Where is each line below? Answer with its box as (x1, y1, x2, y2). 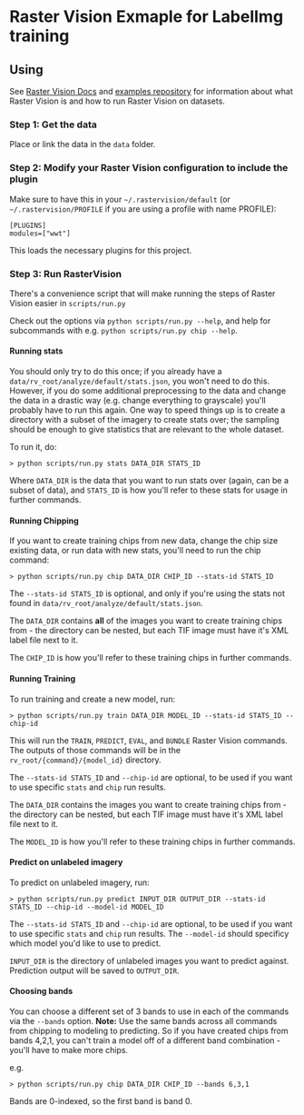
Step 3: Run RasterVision (9, 267, 123, 280)
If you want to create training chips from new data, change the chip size (9, 535, 279, 546)
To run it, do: (9, 442, 57, 453)
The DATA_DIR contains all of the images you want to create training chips (9, 615, 283, 626)
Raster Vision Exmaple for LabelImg (9, 6, 284, 27)
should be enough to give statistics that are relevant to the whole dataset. (9, 424, 284, 435)
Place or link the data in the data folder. (9, 139, 156, 150)
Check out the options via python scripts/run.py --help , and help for (9, 315, 271, 326)
